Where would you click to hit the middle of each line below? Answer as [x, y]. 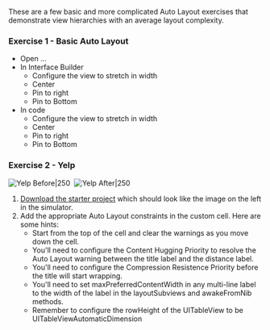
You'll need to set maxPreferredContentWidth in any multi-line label [144, 284]
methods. [48, 301]
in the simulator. [47, 207]
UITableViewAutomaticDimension [87, 319]
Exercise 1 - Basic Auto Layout [69, 41]
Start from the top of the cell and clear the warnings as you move [140, 232]
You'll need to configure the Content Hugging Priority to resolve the [144, 250]
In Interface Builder [52, 67]
